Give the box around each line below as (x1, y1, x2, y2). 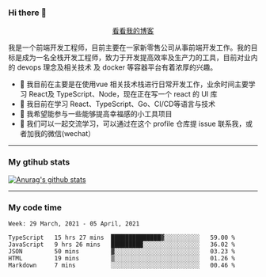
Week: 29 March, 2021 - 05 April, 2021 (8, 219, 140, 228)
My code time (8, 202, 62, 213)
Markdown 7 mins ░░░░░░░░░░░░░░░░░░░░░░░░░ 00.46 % (8, 261, 236, 269)
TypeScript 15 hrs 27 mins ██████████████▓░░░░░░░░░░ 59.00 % (8, 233, 236, 241)
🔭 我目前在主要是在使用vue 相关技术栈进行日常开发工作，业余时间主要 (19, 79, 249, 89)
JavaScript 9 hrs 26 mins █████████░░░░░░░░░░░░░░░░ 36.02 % (8, 241, 236, 249)
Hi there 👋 (8, 7, 47, 18)
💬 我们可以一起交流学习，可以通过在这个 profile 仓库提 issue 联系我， (19, 119, 246, 129)
